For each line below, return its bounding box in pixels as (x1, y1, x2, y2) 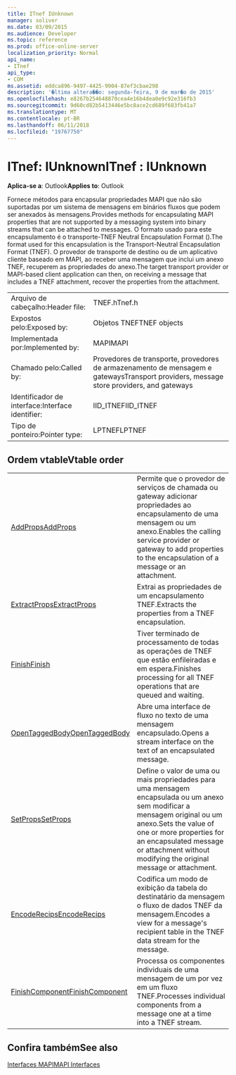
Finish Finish (11, 660, 51, 669)
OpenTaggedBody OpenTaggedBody (11, 728, 131, 738)
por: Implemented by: (11, 343, 79, 353)
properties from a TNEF (136, 608, 215, 618)
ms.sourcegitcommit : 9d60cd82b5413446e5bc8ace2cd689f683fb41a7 (7, 102, 197, 109)
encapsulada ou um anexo (136, 793, 224, 803)
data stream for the (136, 936, 200, 945)
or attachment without (136, 845, 210, 855)
